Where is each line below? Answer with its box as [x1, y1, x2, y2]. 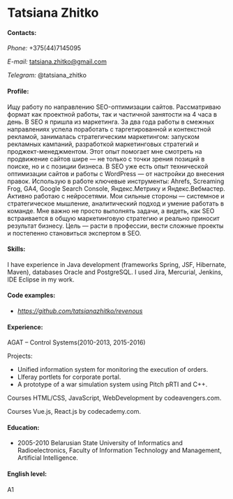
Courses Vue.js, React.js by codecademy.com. [7, 407, 142, 416]
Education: [7, 423, 40, 431]
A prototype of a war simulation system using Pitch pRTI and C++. [17, 380, 208, 389]
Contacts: [7, 28, 37, 36]
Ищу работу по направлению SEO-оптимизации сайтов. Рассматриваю [7, 103, 221, 111]
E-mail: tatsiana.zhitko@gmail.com [7, 57, 107, 66]
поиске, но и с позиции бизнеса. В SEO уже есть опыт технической [7, 162, 209, 171]
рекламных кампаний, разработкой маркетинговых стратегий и [7, 140, 199, 148]
